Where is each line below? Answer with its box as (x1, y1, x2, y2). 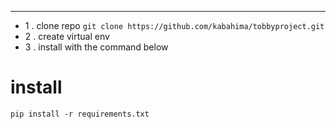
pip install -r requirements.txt (10, 109, 150, 119)
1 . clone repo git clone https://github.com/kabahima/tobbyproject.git (24, 20, 325, 31)
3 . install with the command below (24, 41, 169, 53)
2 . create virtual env (24, 31, 110, 42)
